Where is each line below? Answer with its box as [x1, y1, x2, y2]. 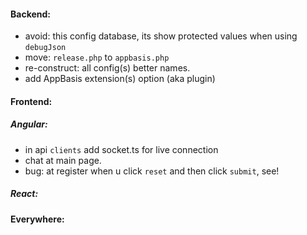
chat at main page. [24, 154, 102, 166]
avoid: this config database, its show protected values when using [24, 30, 298, 42]
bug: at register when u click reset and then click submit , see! [24, 165, 280, 177]
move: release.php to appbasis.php [24, 51, 170, 64]
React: [10, 188, 39, 200]
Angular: [10, 118, 48, 130]
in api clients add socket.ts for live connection [24, 143, 219, 155]
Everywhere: [10, 213, 65, 225]
